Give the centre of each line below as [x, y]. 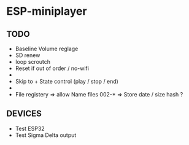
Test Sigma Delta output [46, 135]
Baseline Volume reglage [47, 49]
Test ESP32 [30, 128]
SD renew [28, 55]
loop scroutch [33, 62]
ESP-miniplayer [47, 11]
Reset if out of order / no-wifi [52, 68]
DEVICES [24, 114]
